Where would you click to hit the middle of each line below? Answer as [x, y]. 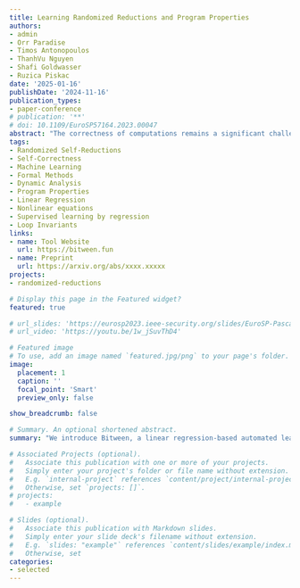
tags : [19, 142]
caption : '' [40, 381]
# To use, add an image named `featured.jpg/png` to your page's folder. [150, 356]
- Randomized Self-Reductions [66, 150]
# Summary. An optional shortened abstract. [93, 430]
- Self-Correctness [46, 158]
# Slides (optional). [50, 520]
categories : [31, 562]
